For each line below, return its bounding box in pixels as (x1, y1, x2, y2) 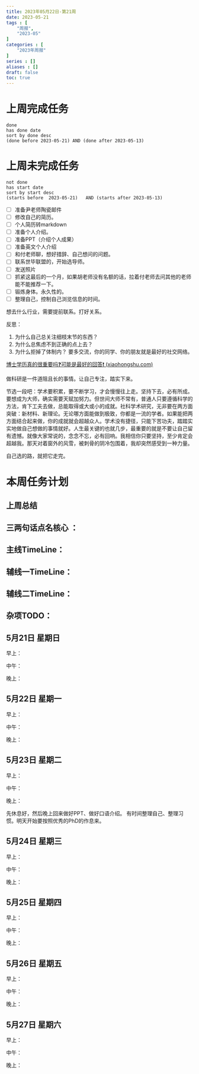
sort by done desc (6, 133, 52, 139)
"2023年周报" (17, 47, 46, 53)
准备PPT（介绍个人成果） (14, 236, 77, 243)
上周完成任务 (6, 102, 69, 116)
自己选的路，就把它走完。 (6, 452, 69, 459)
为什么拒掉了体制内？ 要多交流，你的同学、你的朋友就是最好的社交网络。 (14, 348, 193, 355)
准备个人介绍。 (14, 228, 52, 236)
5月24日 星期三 (6, 836, 62, 846)
